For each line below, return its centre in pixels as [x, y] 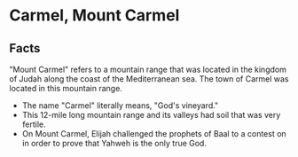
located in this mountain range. [66, 88]
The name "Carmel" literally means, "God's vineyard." [120, 106]
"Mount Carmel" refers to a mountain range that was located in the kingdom [148, 69]
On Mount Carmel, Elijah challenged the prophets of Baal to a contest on [154, 133]
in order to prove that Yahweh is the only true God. [114, 143]
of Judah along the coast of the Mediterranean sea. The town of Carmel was [149, 79]
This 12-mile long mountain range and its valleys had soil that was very [151, 115]
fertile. [34, 124]
